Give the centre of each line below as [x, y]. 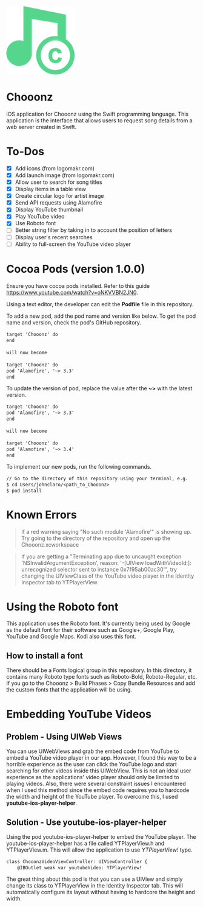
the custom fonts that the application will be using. [69, 690]
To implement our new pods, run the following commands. [79, 466]
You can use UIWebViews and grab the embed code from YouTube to [93, 751]
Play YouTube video [40, 217]
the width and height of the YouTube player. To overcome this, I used [92, 797]
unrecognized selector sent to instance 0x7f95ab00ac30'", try [99, 569]
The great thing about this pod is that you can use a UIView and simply [95, 879]
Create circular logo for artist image [59, 196]
